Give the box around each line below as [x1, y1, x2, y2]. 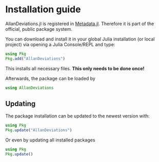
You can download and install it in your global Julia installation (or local [5, 36, 155, 42]
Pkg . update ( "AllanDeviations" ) [5, 128, 72, 133]
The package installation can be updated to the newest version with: [5, 113, 150, 119]
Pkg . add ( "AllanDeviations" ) [5, 56, 66, 61]
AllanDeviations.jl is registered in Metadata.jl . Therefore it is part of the [5, 21, 154, 27]
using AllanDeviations [5, 85, 54, 90]
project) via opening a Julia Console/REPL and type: [5, 41, 115, 47]
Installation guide [5, 4, 81, 15]
